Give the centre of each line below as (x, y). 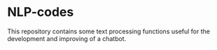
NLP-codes (41, 12)
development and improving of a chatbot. (67, 38)
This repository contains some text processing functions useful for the (108, 31)
